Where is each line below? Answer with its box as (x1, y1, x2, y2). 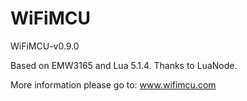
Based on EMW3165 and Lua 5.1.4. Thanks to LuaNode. (10, 59, 238, 71)
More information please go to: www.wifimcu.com (10, 78, 217, 91)
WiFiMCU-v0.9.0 (10, 40, 80, 52)
